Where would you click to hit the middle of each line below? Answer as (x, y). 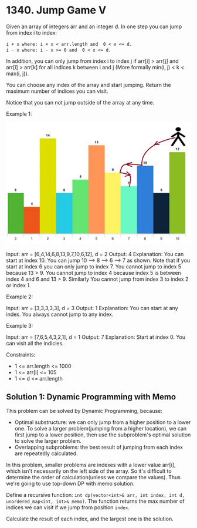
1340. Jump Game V (56, 10)
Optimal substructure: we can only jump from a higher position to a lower (103, 422)
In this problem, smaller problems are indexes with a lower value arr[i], (91, 465)
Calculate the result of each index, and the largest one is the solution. (90, 519)
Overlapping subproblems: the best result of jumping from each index (99, 448)
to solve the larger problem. (48, 441)
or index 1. (18, 285)
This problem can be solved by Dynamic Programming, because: (84, 411)
